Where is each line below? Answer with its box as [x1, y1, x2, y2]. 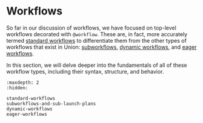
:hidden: [6, 84, 28, 91]
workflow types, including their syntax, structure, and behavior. [6, 68, 164, 75]
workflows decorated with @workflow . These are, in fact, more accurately [6, 30, 188, 37]
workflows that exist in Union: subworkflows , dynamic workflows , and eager [6, 43, 197, 51]
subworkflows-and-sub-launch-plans [6, 101, 96, 107]
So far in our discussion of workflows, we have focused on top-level [6, 24, 177, 31]
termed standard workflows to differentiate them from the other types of [6, 37, 187, 44]
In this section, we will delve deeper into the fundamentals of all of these [6, 61, 187, 69]
